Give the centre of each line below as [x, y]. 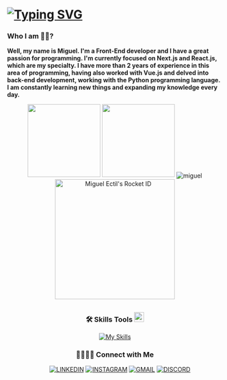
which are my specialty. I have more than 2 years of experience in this [108, 66]
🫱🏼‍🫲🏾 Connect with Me [115, 355]
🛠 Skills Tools [109, 319]
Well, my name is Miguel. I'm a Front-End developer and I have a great [108, 51]
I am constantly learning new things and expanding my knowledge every [112, 87]
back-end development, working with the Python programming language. [114, 80]
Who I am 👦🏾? [30, 36]
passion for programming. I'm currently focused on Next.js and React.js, [112, 58]
